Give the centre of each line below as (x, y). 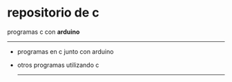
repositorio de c (53, 13)
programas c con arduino (43, 32)
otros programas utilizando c (58, 65)
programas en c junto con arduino (65, 51)
